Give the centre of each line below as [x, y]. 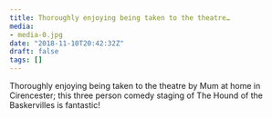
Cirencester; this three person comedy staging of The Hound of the [136, 95]
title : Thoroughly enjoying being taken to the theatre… [120, 18]
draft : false [34, 52]
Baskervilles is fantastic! [55, 105]
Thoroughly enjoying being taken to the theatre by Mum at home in [135, 86]
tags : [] [26, 60]
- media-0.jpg [37, 34]
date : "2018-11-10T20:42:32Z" [67, 43]
